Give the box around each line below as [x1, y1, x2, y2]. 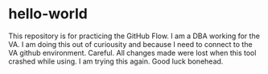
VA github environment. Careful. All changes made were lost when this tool [8, 48, 257, 57]
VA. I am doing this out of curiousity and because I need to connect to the [8, 39, 253, 49]
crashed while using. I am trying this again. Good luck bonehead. [8, 56, 224, 66]
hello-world [8, 5, 89, 23]
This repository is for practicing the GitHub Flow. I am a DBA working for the [8, 31, 260, 41]
